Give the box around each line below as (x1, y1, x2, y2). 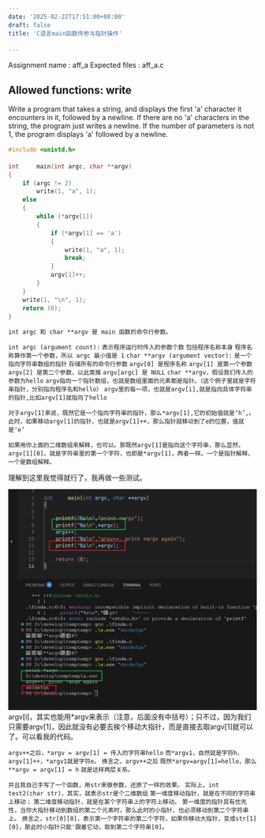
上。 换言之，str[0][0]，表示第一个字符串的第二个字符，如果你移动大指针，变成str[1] (8, 815, 257, 823)
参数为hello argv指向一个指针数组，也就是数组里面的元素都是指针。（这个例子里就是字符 (8, 377, 256, 385)
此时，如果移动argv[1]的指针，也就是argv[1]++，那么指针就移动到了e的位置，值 (8, 417, 239, 426)
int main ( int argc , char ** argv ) (8, 162, 132, 170)
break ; (64, 254, 87, 262)
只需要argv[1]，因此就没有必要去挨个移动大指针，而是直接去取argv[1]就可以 (8, 722, 254, 731)
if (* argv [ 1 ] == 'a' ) (50, 229, 122, 237)
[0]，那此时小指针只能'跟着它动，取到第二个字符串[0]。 (8, 823, 168, 832)
